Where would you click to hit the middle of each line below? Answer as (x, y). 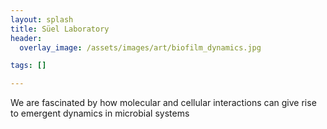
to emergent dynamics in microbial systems (100, 113)
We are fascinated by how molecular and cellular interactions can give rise (163, 103)
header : (26, 38)
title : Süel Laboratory (60, 29)
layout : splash (42, 19)
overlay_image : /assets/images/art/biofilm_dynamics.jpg (140, 47)
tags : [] (28, 66)
